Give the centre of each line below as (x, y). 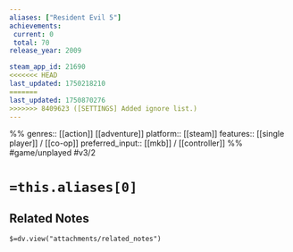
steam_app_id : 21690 (48, 67)
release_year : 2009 (46, 51)
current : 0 (33, 34)
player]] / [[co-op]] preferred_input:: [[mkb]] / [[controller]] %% (126, 143)
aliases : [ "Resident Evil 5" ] (66, 17)
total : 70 (31, 42)
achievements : (36, 26)
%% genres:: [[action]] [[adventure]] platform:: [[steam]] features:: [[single (147, 134)
